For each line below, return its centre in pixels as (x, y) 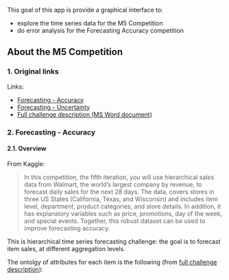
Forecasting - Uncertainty (53, 107)
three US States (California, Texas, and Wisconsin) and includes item (121, 199)
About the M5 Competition (65, 52)
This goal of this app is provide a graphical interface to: (85, 10)
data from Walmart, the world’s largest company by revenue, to (113, 184)
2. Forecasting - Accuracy (51, 132)
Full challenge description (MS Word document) (85, 114)
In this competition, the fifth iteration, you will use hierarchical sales (119, 177)
